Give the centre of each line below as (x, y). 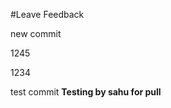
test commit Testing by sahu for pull (86, 92)
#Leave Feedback (47, 14)
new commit (36, 33)
